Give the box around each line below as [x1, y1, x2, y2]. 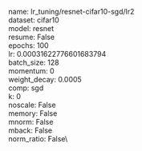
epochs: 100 [8, 41, 50, 50]
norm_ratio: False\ [8, 134, 68, 143]
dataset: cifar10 [8, 15, 60, 25]
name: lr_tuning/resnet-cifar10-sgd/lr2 [8, 7, 135, 16]
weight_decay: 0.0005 [8, 75, 82, 84]
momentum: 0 [8, 66, 55, 75]
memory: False [8, 109, 58, 118]
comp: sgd [8, 83, 44, 93]
